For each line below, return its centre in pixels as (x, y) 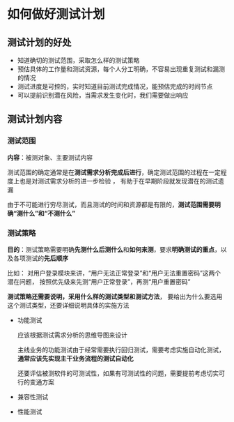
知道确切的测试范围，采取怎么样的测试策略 (78, 60)
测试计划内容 (35, 119)
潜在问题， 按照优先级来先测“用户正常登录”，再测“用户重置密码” (99, 281)
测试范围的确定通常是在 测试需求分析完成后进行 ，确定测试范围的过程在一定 (114, 172)
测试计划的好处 (39, 42)
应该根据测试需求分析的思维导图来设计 (72, 335)
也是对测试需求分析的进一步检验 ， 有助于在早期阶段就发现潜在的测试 (118, 181)
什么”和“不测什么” (49, 213)
